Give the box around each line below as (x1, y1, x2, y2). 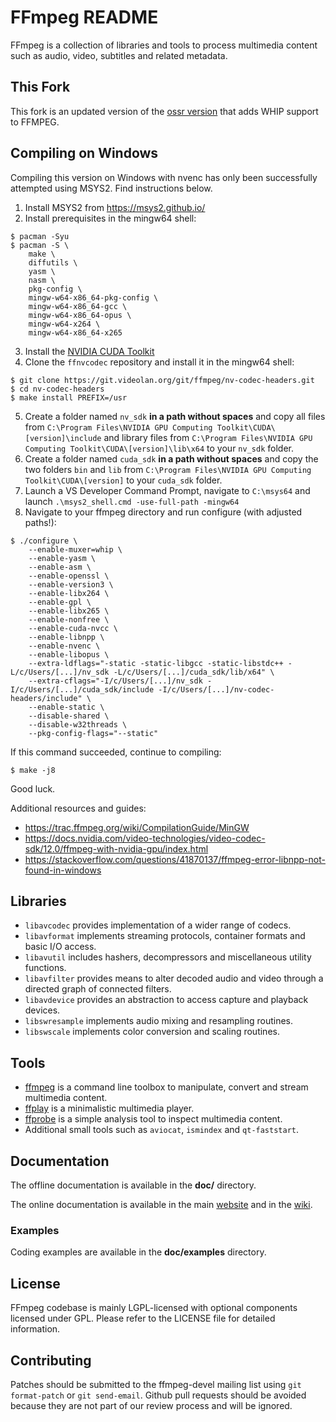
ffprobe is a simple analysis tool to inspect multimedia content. (24, 1113, 283, 1125)
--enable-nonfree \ (28, 614, 110, 625)
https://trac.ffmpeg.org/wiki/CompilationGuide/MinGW (24, 821, 250, 833)
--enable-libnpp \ (28, 632, 105, 642)
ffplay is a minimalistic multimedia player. (24, 1102, 195, 1115)
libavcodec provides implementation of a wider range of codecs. (24, 919, 292, 931)
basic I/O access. (24, 941, 97, 953)
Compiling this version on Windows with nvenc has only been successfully (10, 171, 318, 183)
